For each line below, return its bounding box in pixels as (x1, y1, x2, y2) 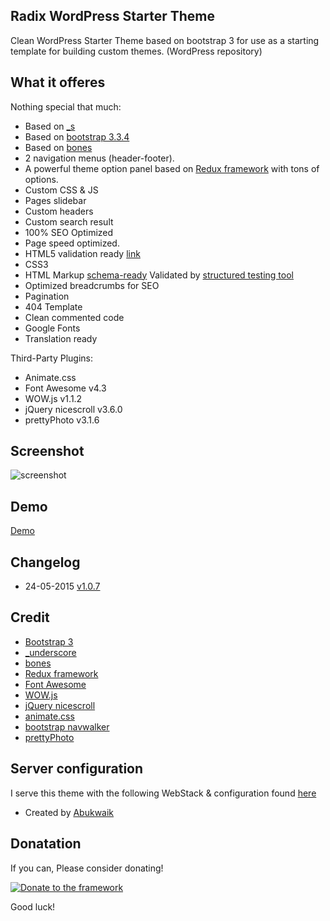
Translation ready (24, 332, 98, 344)
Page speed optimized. (24, 237, 120, 249)
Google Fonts (24, 322, 81, 334)
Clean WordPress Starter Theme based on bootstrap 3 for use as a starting (10, 34, 320, 46)
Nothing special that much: (10, 100, 122, 113)
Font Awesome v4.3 (24, 382, 107, 394)
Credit (10, 609, 50, 626)
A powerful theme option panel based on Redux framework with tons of (24, 162, 320, 174)
